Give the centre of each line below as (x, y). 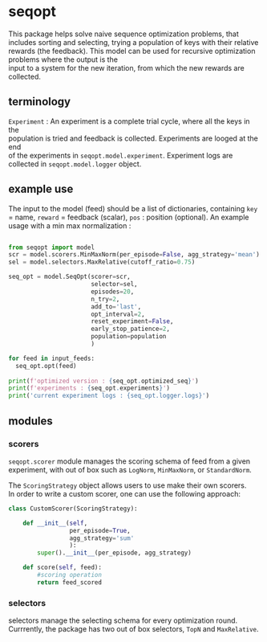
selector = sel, (114, 284)
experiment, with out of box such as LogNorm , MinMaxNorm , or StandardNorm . (130, 469)
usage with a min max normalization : (70, 225)
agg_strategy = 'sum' (102, 538)
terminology (39, 102)
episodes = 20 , (113, 292)
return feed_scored (70, 582)
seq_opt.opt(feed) (47, 366)
